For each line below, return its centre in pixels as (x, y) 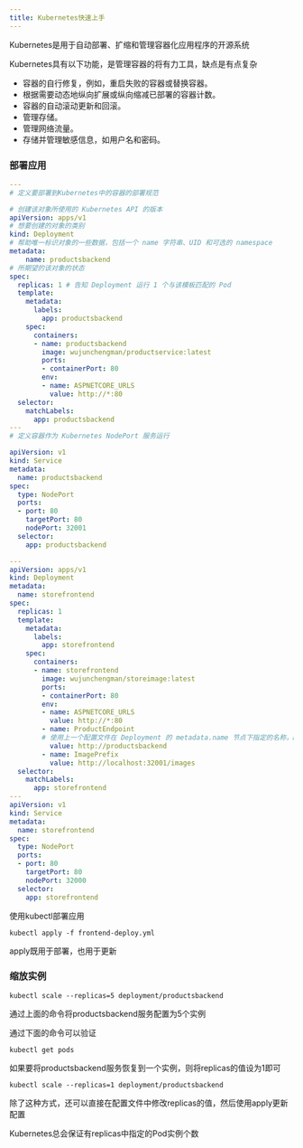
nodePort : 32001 (56, 528)
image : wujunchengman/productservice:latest (127, 352)
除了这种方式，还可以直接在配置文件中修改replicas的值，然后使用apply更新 (149, 1103)
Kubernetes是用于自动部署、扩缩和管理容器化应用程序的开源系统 (129, 44)
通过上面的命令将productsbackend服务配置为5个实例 (107, 1013)
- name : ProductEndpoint (88, 729)
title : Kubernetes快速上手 (57, 18)
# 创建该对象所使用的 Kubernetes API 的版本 (86, 209)
